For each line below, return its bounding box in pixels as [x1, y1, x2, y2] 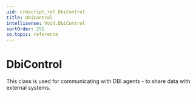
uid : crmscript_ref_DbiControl [6, 8, 86, 15]
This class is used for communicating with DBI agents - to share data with [6, 78, 191, 85]
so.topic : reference [6, 32, 59, 38]
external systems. [6, 84, 51, 92]
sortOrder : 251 [6, 25, 45, 32]
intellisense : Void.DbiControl [6, 20, 86, 26]
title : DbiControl [6, 15, 53, 21]
